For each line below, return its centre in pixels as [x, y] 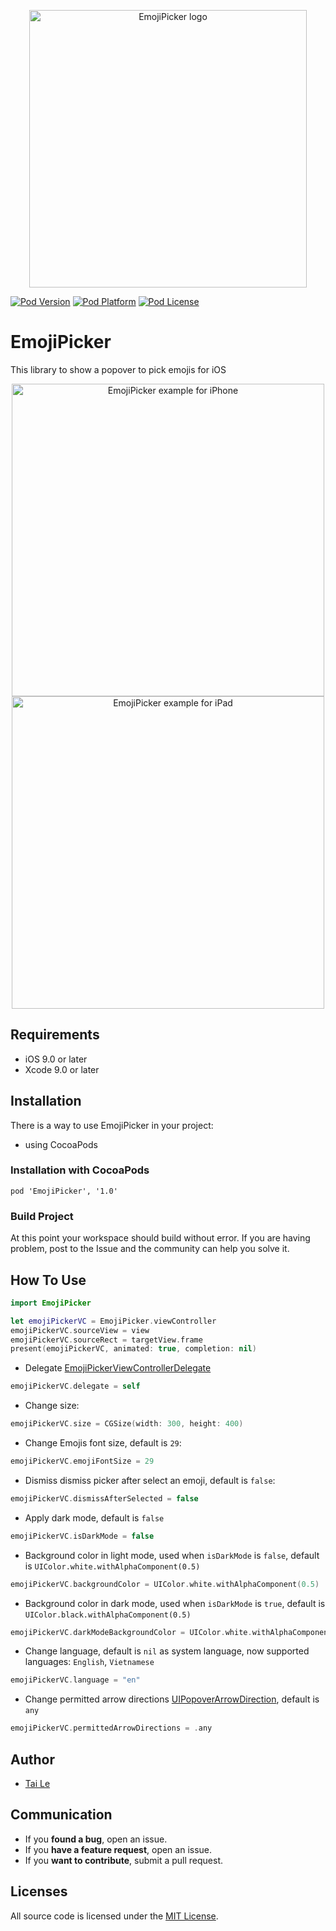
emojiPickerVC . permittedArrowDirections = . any [111, 1728]
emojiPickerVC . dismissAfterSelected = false [104, 1498]
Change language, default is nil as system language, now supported [167, 1651]
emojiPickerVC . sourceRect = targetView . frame [106, 1340]
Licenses [39, 1891]
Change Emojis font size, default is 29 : [103, 1443]
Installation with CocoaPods [80, 1170]
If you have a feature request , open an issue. [118, 1849]
